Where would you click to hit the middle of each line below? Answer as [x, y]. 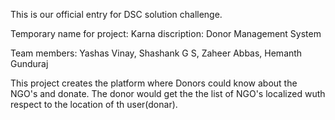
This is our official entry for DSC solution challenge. [116, 14]
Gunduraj [29, 63]
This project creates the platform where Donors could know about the [154, 83]
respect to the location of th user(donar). [94, 104]
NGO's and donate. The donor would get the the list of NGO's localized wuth [168, 93]
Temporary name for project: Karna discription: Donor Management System [166, 33]
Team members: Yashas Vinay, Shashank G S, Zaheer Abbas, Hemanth [156, 53]
